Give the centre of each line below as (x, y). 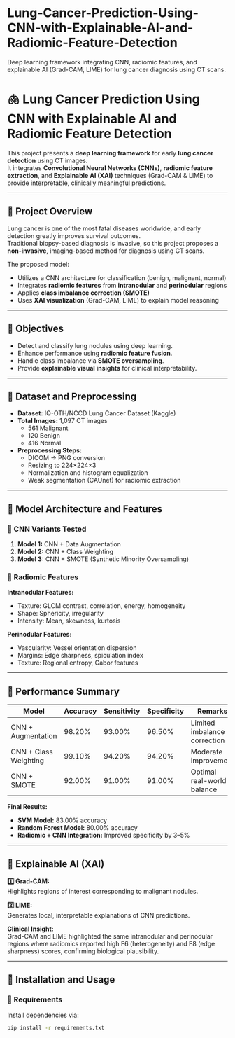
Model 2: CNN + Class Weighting (65, 552)
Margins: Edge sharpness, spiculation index (80, 656)
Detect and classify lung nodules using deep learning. (95, 345)
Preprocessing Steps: (50, 450)
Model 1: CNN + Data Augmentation (69, 544)
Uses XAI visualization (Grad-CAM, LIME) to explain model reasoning (118, 300)
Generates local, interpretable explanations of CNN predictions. (99, 915)
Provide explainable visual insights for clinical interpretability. (107, 368)
